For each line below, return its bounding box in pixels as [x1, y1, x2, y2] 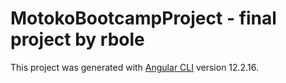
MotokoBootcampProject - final [10, 7, 277, 30]
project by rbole [10, 28, 145, 51]
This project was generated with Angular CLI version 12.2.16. [10, 61, 259, 73]
